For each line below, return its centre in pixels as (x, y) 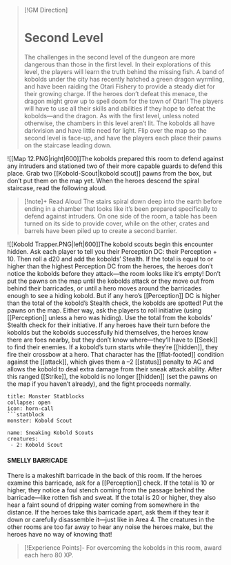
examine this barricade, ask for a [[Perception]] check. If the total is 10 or (111, 483)
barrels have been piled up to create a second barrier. (100, 230)
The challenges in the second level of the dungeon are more (110, 57)
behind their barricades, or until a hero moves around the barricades (104, 288)
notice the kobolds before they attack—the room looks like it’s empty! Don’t (114, 273)
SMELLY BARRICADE (37, 460)
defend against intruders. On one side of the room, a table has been (120, 216)
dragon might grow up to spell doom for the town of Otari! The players (124, 101)
